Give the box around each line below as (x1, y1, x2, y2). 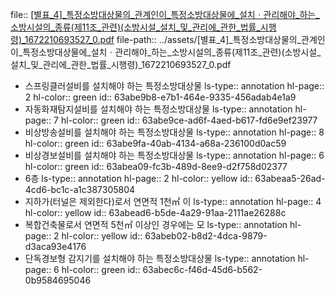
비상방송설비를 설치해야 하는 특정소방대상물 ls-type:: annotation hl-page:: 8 (24, 126, 325, 138)
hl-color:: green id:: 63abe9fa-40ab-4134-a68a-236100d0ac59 (24, 138, 287, 149)
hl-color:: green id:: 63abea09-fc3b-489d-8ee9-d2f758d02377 (24, 161, 288, 172)
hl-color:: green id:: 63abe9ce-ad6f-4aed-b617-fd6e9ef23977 (60, 114, 318, 126)
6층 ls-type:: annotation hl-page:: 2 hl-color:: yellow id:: (24, 173, 253, 184)
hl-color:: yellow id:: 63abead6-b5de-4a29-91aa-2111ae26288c (24, 207, 287, 218)
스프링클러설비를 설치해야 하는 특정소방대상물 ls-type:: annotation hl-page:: (24, 80, 325, 92)
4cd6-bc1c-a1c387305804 (24, 184, 136, 195)
